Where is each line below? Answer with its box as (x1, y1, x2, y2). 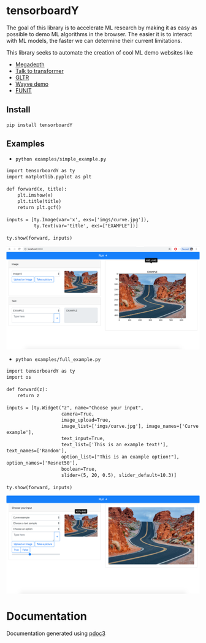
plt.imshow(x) (17, 192, 53, 198)
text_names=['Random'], (6, 448, 67, 454)
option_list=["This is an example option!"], (61, 454, 180, 460)
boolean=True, (61, 466, 97, 473)
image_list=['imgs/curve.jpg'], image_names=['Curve (61, 424, 199, 430)
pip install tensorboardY (6, 122, 72, 128)
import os (6, 375, 32, 381)
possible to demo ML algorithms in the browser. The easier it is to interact (6, 30, 193, 37)
